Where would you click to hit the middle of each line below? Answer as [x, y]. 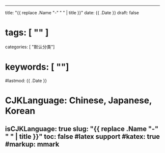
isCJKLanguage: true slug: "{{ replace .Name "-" [82, 129]
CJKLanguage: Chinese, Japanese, [79, 101]
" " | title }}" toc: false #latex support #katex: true [82, 137]
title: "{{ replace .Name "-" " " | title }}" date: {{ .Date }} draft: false [72, 13]
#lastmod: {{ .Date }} [26, 80]
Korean [20, 111]
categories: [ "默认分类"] [30, 47]
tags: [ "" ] [27, 33]
